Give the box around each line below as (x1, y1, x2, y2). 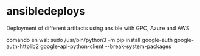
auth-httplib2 (6, 43, 40, 50)
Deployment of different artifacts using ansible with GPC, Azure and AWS (6, 24, 190, 32)
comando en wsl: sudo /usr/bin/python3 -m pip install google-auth (6, 36, 173, 43)
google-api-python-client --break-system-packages (40, 43, 171, 50)
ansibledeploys (6, 4, 86, 18)
